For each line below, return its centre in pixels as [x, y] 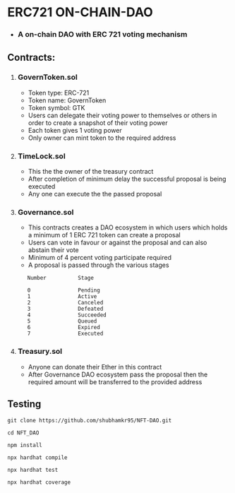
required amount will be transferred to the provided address [115, 381]
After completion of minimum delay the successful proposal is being [127, 179]
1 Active [62, 297]
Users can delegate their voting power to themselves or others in [122, 115]
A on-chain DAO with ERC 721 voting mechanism [102, 35]
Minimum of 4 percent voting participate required [100, 258]
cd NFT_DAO [23, 433]
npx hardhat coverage [39, 482]
